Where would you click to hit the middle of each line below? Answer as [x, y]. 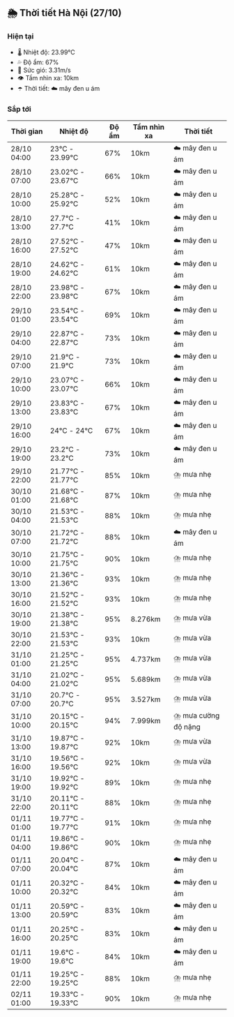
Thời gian [27, 131]
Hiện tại [21, 36]
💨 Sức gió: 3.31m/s [44, 70]
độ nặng [187, 727]
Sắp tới [19, 109]
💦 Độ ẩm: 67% [38, 62]
